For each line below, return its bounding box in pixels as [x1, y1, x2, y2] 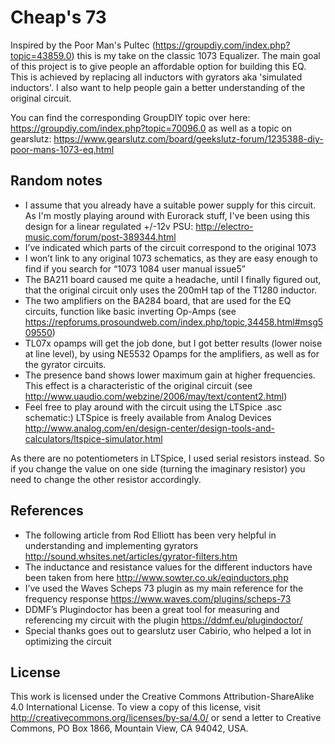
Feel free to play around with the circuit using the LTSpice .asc [24, 401, 283, 413]
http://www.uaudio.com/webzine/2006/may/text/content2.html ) [24, 390, 288, 402]
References [10, 502, 84, 520]
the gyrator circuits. [24, 358, 107, 370]
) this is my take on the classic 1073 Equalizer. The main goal [71, 49, 321, 61]
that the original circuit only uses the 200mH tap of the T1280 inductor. [24, 284, 318, 296]
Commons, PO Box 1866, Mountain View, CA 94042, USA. [10, 722, 249, 735]
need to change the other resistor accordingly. [10, 473, 202, 485]
